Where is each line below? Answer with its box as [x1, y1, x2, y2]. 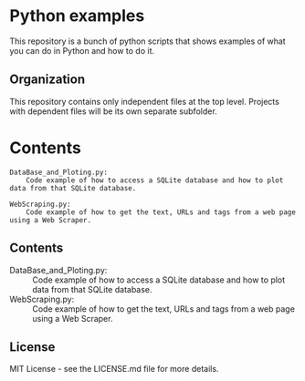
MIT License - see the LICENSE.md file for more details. [9, 364, 219, 375]
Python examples [9, 5, 145, 26]
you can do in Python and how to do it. [9, 45, 155, 56]
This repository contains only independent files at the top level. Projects [9, 96, 280, 107]
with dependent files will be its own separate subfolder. [9, 106, 217, 117]
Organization [9, 72, 85, 88]
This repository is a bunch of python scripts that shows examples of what [9, 36, 286, 46]
